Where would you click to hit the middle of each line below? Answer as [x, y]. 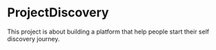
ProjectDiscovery [58, 13]
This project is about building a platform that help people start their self [108, 32]
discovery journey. [33, 38]
